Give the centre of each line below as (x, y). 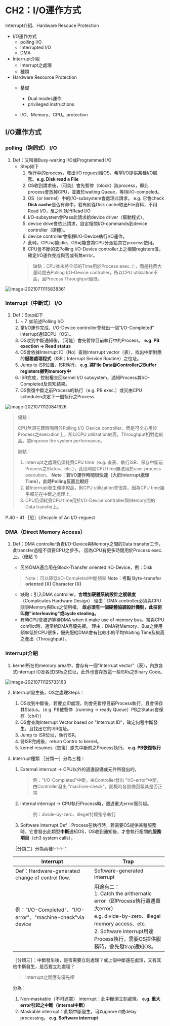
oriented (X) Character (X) (53, 584)
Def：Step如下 (28, 315)
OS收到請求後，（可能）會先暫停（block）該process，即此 (88, 185)
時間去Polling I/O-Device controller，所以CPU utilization (95, 272)
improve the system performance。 (68, 440)
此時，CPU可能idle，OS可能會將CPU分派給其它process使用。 (92, 242)
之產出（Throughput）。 (45, 639)
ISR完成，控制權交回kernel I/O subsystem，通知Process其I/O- (85, 377)
